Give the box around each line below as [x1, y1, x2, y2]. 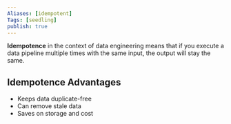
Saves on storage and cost [17, 110, 94, 118]
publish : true [7, 23, 48, 30]
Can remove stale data [17, 102, 81, 110]
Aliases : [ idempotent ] [7, 10, 72, 17]
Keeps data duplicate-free [17, 94, 92, 103]
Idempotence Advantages [7, 76, 121, 88]
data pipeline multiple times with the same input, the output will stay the [7, 49, 211, 57]
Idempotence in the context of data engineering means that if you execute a [7, 42, 224, 50]
